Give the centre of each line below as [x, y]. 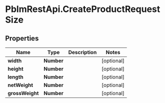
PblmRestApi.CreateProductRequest [83, 9]
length [15, 77]
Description [82, 52]
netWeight [20, 85]
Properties [22, 38]
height [15, 69]
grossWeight [23, 93]
